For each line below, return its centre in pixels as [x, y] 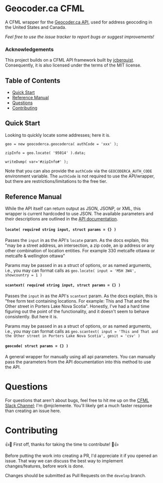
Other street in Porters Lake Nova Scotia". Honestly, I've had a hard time [77, 306]
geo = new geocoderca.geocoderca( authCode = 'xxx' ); [62, 144]
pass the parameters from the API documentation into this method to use [78, 362]
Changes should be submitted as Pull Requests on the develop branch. [76, 475]
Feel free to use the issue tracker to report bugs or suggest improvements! [80, 37]
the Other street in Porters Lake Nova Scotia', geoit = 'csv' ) [72, 336]
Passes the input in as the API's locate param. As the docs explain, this [77, 240]
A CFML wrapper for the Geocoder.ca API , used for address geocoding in [79, 22]
